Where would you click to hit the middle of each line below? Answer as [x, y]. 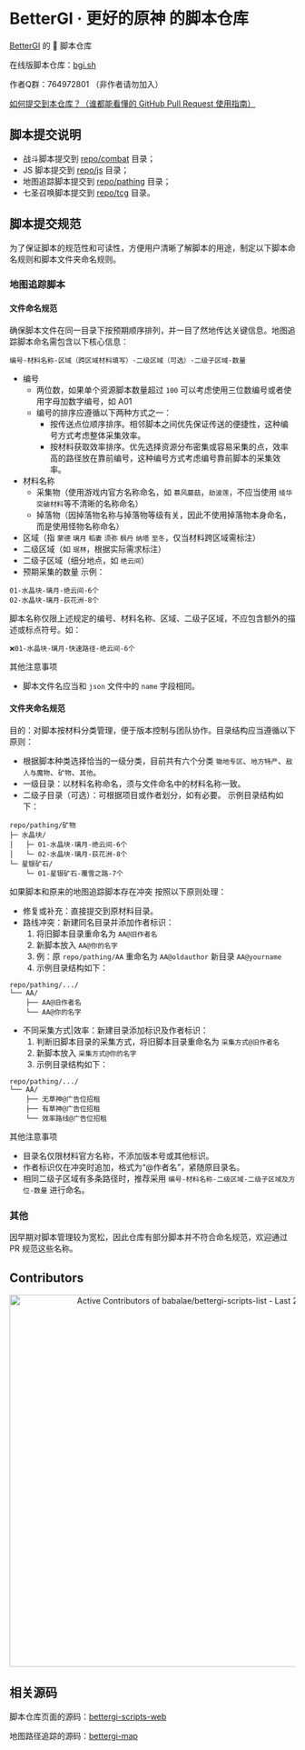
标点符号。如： [53, 629]
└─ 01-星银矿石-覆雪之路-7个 [75, 874]
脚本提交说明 [45, 135]
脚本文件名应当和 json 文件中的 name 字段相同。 [111, 685]
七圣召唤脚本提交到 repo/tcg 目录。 [89, 193]
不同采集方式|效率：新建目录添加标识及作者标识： [115, 1030]
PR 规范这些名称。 [44, 1249]
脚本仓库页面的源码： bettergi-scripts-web [88, 1716]
